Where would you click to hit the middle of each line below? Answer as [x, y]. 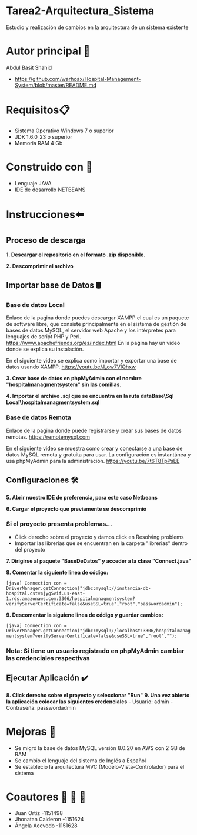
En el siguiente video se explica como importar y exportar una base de [92, 361]
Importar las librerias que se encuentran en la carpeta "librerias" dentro [101, 543]
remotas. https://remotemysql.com [48, 437]
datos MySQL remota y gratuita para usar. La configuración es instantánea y [98, 454]
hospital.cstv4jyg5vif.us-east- [46, 593]
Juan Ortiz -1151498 [39, 813]
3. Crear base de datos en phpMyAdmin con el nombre [74, 379]
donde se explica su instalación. [45, 349]
